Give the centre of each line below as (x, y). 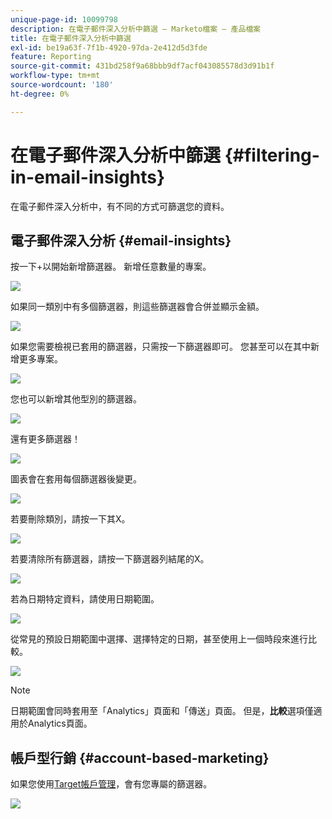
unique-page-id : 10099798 (64, 19)
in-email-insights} (88, 177)
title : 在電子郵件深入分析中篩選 (71, 38)
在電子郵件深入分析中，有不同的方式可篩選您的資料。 (120, 206)
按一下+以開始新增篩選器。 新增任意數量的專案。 (111, 267)
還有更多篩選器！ (45, 439)
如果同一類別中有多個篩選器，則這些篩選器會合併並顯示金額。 (137, 307)
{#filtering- (272, 155)
